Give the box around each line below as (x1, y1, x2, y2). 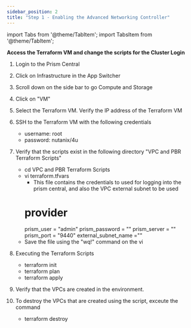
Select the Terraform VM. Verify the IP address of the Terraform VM (15, 107, 183, 114)
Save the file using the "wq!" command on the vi (24, 238, 143, 245)
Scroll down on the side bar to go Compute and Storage (15, 83, 153, 90)
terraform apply (24, 274, 63, 281)
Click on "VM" (15, 95, 51, 102)
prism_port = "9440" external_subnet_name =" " (24, 232, 143, 239)
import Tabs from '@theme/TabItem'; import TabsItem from (7, 31, 153, 38)
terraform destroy (24, 315, 68, 323)
